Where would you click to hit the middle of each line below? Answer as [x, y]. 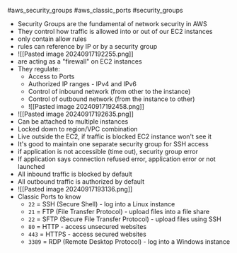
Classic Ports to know [49, 196]
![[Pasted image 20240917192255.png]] [75, 54]
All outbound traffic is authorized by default [81, 182]
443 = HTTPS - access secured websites [87, 234]
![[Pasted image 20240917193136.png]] [75, 189]
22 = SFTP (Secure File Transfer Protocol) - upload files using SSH [125, 219]
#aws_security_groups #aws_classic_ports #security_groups [95, 10]
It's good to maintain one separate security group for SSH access [113, 144]
